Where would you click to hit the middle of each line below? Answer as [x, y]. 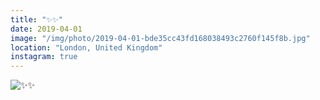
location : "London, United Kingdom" [86, 47]
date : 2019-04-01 [46, 29]
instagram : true [44, 57]
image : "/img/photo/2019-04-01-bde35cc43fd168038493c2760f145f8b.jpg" [160, 38]
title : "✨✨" [37, 19]
